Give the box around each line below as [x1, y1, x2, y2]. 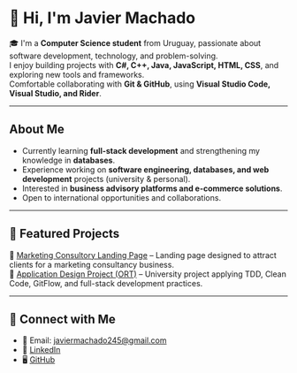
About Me [9, 122, 65, 137]
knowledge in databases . [21, 155, 116, 165]
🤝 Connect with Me [9, 311, 117, 326]
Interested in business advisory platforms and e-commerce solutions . [21, 183, 283, 194]
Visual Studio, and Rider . [9, 88, 102, 98]
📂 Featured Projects [9, 226, 120, 241]
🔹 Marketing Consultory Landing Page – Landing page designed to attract [9, 249, 277, 260]
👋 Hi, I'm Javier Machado [9, 8, 196, 28]
